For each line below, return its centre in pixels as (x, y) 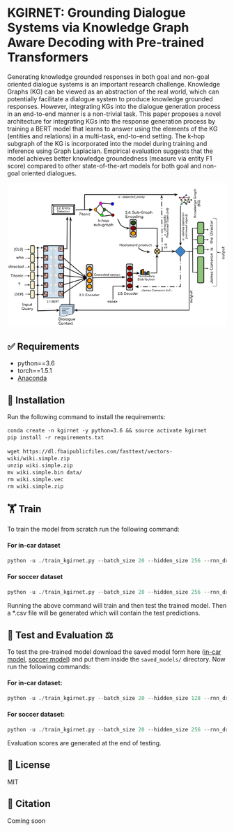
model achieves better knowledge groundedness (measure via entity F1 (110, 158)
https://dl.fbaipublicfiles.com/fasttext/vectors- (97, 452)
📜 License (29, 765)
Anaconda (32, 378)
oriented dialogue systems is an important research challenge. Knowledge (114, 84)
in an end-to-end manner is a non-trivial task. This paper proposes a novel (114, 114)
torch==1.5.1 (34, 371)
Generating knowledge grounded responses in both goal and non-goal (108, 76)
